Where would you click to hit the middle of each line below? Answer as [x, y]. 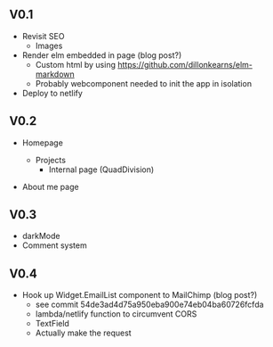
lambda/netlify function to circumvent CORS [116, 314]
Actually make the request [83, 333]
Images [49, 45]
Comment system [54, 245]
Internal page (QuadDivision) [101, 169]
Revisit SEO [43, 36]
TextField [52, 324]
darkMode [41, 236]
